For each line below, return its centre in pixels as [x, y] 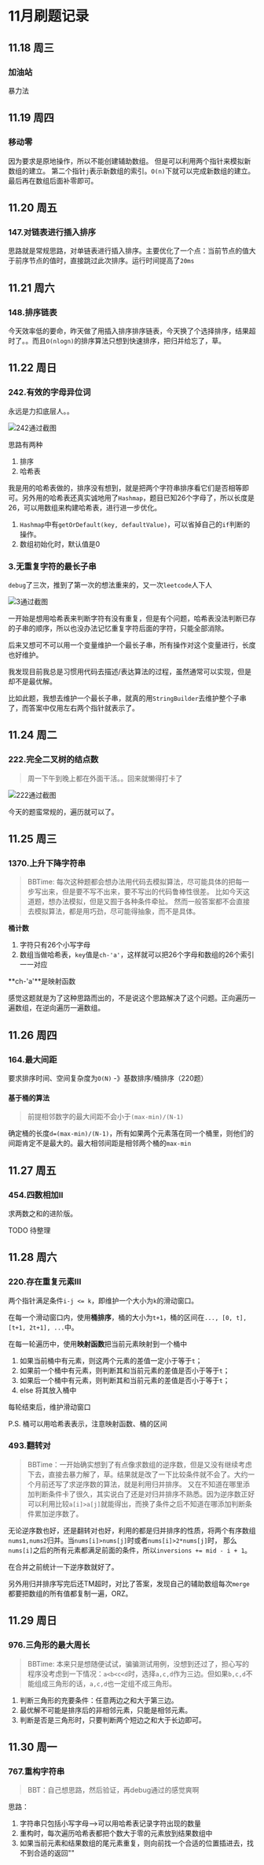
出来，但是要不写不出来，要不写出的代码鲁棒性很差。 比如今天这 [145, 892]
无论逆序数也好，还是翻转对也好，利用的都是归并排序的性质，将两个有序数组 [132, 1530]
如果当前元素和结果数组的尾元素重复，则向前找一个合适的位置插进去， [133, 1843]
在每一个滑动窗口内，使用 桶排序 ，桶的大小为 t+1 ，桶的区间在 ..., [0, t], [128, 1317]
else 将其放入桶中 [48, 1390]
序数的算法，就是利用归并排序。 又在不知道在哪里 [163, 1484]
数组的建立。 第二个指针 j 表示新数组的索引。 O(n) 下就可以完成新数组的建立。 [132, 171]
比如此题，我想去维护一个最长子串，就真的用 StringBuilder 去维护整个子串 [128, 698]
